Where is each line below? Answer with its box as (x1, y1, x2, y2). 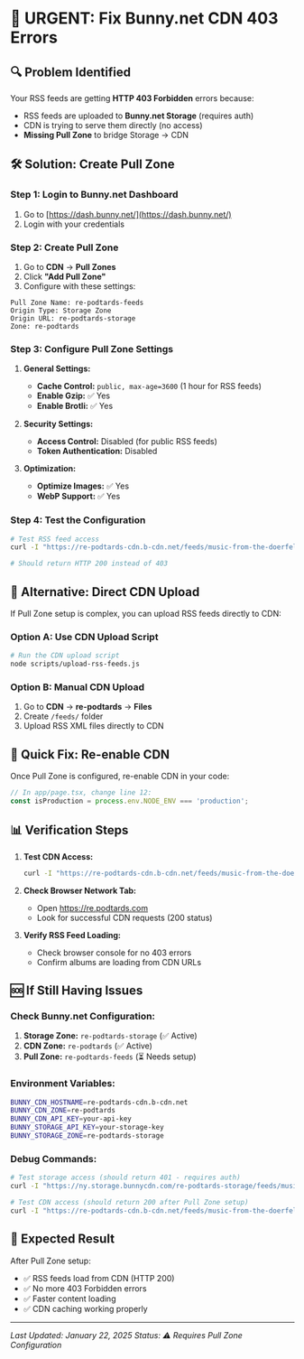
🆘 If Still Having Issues (10, 983, 143, 998)
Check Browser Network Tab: (23, 885, 137, 896)
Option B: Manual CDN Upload (10, 681, 145, 693)
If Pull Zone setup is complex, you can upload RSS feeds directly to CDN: (10, 609, 282, 619)
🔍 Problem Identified (10, 64, 132, 79)
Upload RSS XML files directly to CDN (23, 721, 165, 731)
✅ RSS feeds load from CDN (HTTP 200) (23, 1272, 175, 1283)
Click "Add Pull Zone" (23, 271, 106, 282)
